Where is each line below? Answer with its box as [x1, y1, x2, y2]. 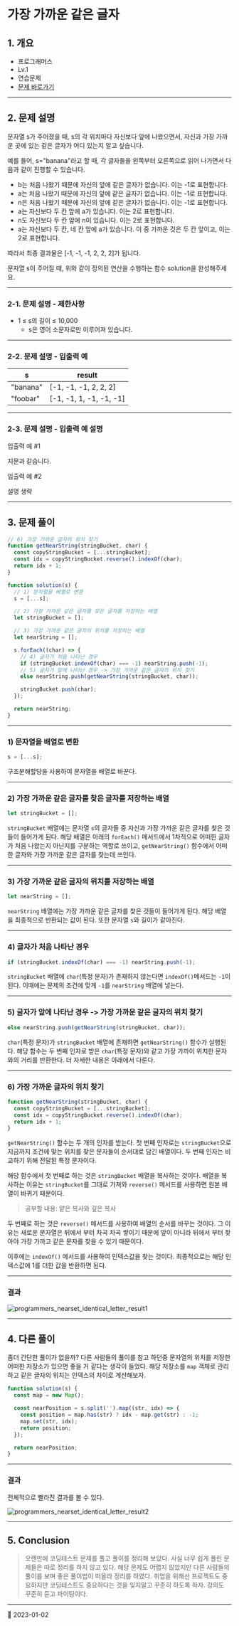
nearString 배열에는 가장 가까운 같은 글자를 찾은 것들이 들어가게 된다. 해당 [7, 907, 213, 915]
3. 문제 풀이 [7, 516, 55, 528]
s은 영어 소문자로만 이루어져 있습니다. [28, 325, 133, 334]
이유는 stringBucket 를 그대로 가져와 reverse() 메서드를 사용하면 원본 [26, 1180, 221, 1189]
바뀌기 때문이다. [20, 1189, 65, 1198]
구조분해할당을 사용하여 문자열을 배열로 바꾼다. [7, 767, 137, 775]
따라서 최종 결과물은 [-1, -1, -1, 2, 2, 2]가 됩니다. [7, 248, 141, 257]
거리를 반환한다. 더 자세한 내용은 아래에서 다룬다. [20, 1056, 155, 1064]
